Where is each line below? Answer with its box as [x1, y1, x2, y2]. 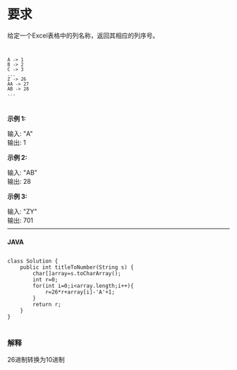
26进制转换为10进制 [7, 355, 65, 364]
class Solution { [7, 258, 59, 265]
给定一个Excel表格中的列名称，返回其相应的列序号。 [7, 31, 159, 40]
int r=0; [32, 276, 59, 283]
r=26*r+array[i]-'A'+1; [44, 288, 115, 296]
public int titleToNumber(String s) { [20, 263, 134, 271]
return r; [32, 301, 61, 308]
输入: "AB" [7, 168, 37, 177]
